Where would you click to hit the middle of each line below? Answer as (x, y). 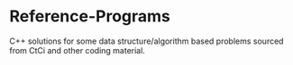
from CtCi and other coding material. (78, 50)
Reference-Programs (90, 16)
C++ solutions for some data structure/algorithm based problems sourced (146, 41)
